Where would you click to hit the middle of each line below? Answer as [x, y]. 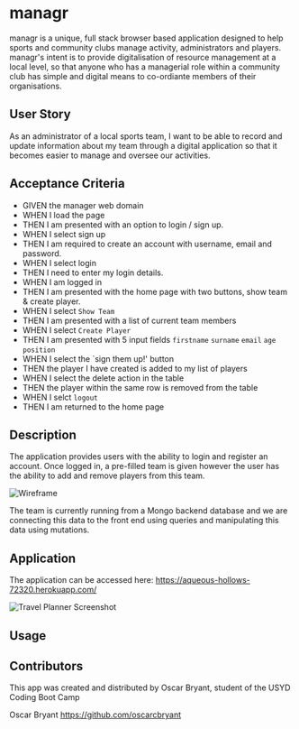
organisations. [36, 86]
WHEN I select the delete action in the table [103, 378]
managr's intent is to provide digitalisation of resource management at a [143, 57]
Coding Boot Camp [45, 697]
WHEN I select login [59, 263]
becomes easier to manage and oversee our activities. [110, 155]
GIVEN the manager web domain [83, 205]
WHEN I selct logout [60, 397]
